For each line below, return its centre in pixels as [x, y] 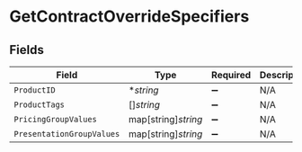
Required [231, 75]
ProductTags [40, 105]
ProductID [35, 90]
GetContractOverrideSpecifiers [129, 17]
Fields [27, 50]
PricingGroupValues [55, 119]
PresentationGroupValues [67, 134]
